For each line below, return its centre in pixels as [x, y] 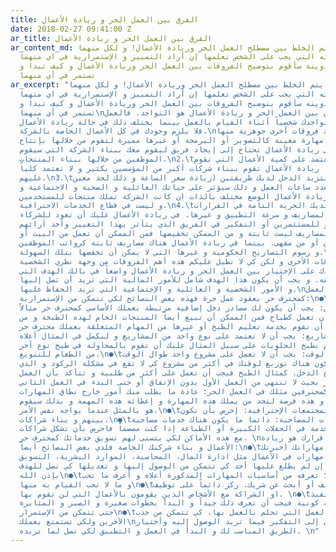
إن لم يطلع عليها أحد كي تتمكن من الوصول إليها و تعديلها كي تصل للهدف [172, 466]
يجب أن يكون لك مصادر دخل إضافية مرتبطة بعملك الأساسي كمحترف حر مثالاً [167, 308]
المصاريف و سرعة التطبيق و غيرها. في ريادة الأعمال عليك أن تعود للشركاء [174, 215]
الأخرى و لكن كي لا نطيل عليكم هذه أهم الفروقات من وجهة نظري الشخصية [165, 261]
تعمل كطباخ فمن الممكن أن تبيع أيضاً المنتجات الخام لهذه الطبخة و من [167, 317]
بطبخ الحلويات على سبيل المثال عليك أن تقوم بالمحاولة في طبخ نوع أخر [169, 345]
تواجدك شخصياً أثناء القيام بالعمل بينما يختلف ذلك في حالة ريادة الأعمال [174, 122]
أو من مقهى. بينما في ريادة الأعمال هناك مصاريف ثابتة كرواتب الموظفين [169, 242]
